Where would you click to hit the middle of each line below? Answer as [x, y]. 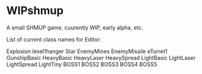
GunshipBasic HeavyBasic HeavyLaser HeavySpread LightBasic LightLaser [101, 57]
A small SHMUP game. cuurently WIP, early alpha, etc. [75, 28]
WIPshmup [35, 11]
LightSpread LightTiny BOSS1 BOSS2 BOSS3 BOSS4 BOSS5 [82, 64]
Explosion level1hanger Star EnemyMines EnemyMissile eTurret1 [87, 51]
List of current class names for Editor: [54, 39]
